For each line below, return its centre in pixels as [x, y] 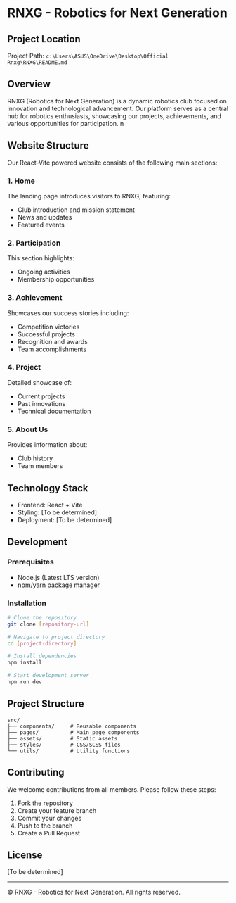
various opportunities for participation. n [66, 123]
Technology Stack [48, 488]
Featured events [41, 225]
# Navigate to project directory [56, 637]
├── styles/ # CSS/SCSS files [64, 745]
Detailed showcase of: [40, 382]
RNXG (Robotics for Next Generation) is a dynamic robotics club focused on [117, 101]
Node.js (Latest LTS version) [58, 577]
